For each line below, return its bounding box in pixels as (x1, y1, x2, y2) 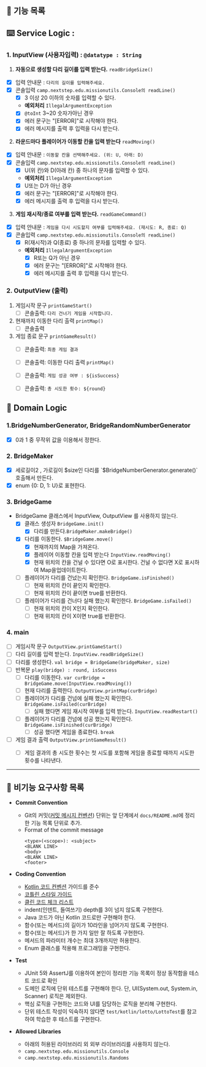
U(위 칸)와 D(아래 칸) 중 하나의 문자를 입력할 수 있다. (24, 166, 150, 174)
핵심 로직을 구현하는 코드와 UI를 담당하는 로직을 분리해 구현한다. (24, 1000, 178, 1007)
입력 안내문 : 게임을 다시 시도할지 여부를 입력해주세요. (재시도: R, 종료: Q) (15, 223, 187, 230)
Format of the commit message (24, 826, 104, 834)
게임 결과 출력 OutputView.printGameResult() (15, 736, 127, 743)
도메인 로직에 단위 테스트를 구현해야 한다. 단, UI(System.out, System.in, (24, 985, 198, 992)
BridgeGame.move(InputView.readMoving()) (24, 681, 132, 687)
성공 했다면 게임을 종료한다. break (33, 728, 115, 735)
